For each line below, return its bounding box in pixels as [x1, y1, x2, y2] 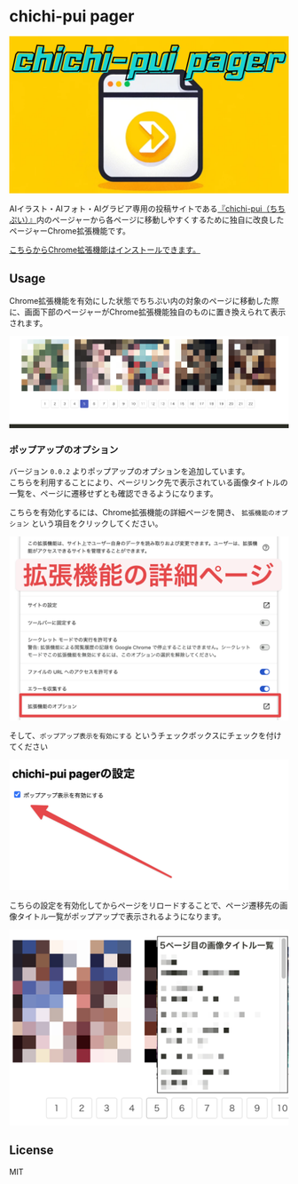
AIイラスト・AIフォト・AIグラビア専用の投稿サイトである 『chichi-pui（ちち [9, 203, 286, 214]
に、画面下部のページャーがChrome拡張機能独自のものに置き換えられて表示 [9, 306, 286, 317]
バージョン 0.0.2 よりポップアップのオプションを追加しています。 [9, 465, 250, 476]
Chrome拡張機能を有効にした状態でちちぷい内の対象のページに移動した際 [9, 296, 279, 306]
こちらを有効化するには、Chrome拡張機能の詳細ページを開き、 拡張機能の [9, 506, 275, 517]
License [9, 1143, 54, 1158]
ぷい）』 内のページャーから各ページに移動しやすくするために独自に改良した [9, 215, 285, 226]
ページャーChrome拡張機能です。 [9, 226, 130, 236]
